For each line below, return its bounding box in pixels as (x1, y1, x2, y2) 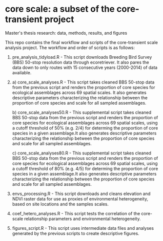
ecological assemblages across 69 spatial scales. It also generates (12, 89, 146, 95)
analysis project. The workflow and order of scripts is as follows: (5, 44, 135, 50)
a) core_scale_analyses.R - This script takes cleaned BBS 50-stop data (12, 79, 155, 85)
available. (12, 69, 32, 75)
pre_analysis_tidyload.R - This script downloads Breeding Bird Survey (12, 54, 152, 60)
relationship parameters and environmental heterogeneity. (24, 216, 141, 221)
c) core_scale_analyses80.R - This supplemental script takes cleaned (12, 150, 151, 156)
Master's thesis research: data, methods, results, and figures (5, 30, 127, 36)
